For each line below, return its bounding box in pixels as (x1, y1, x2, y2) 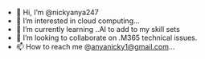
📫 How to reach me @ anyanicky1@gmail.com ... (15, 42, 175, 51)
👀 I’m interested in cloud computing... (15, 16, 140, 26)
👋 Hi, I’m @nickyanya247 (15, 8, 99, 17)
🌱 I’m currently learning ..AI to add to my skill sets (15, 25, 181, 33)
